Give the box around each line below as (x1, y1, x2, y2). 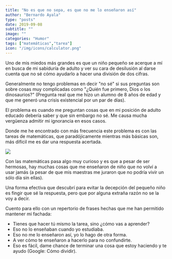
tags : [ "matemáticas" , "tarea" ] (5, 41, 72, 46)
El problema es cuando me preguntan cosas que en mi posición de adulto (5, 107, 161, 113)
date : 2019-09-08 (5, 22, 43, 27)
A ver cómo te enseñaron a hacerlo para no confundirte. (12, 237, 132, 243)
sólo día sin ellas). (5, 174, 44, 181)
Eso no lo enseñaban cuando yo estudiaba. (12, 226, 104, 232)
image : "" (5, 31, 27, 36)
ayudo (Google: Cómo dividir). (12, 248, 77, 254)
